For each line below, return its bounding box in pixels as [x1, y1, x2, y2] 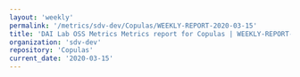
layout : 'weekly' [9, 12, 74, 22]
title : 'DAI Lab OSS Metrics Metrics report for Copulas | [9, 29, 234, 38]
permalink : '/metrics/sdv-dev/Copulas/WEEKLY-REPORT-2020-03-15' [9, 21, 257, 30]
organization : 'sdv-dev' [9, 37, 102, 47]
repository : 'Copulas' [9, 46, 94, 55]
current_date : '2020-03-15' [9, 54, 114, 63]
